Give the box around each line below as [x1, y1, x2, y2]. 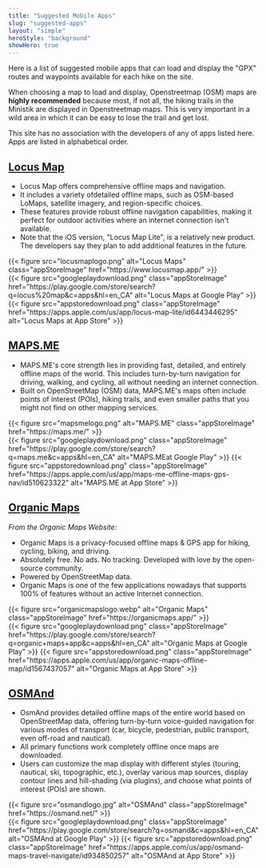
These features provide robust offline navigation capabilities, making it [19, 206, 252, 216]
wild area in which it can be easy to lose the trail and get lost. [8, 113, 209, 122]
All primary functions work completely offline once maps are [19, 742, 220, 752]
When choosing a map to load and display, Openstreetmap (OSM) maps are [8, 87, 257, 97]
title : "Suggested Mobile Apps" [8, 11, 116, 20]
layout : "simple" [8, 26, 66, 34]
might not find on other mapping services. [19, 402, 158, 412]
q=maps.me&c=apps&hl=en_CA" [8, 452, 116, 462]
